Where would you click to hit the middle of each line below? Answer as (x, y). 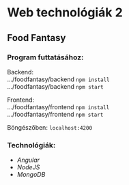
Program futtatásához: (45, 57)
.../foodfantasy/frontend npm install (58, 106)
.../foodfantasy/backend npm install (59, 79)
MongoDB (31, 175)
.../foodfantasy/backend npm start (55, 86)
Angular (28, 160)
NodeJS (28, 167)
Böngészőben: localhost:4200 (50, 127)
